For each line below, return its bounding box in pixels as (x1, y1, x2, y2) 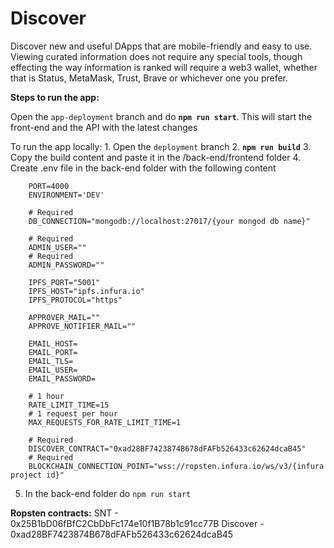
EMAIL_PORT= (28, 347, 78, 357)
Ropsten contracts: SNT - (10, 507, 119, 519)
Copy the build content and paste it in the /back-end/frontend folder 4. (10, 151, 302, 163)
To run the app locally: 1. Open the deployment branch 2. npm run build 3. (10, 140, 312, 152)
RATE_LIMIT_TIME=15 (28, 400, 110, 410)
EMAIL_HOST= (28, 338, 78, 349)
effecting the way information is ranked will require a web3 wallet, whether (10, 61, 318, 73)
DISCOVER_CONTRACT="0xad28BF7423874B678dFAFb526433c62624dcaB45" (28, 443, 307, 454)
